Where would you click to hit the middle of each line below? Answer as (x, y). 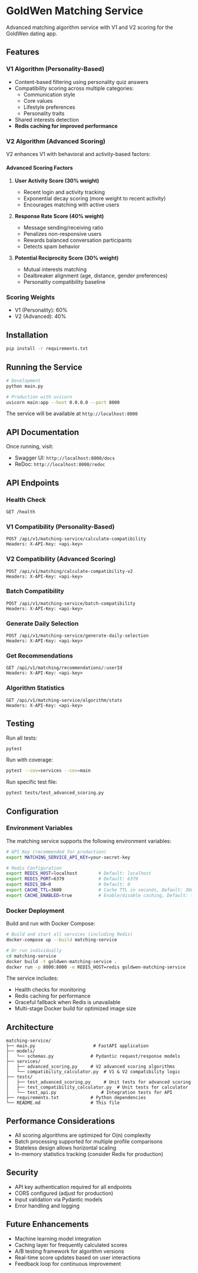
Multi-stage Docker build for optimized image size (75, 1009)
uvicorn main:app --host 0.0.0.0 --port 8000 (63, 402)
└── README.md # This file (63, 1103)
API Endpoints (33, 483)
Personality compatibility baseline (65, 282)
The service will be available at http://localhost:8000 (72, 414)
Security (22, 1173)
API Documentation (43, 432)
